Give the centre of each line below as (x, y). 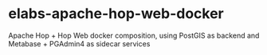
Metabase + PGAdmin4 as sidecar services (79, 43)
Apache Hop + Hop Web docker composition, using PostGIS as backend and (134, 35)
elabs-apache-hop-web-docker (116, 14)
